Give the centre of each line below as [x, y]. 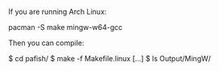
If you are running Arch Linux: [58, 12]
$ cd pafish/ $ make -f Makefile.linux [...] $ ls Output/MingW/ [110, 58]
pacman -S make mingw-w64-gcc [66, 27]
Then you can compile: [46, 43]
